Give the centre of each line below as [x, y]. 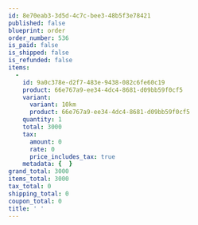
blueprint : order [37, 30]
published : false [37, 23]
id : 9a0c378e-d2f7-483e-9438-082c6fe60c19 [94, 82]
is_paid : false [33, 45]
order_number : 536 [39, 38]
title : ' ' [26, 208]
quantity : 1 [42, 120]
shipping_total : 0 [39, 193]
